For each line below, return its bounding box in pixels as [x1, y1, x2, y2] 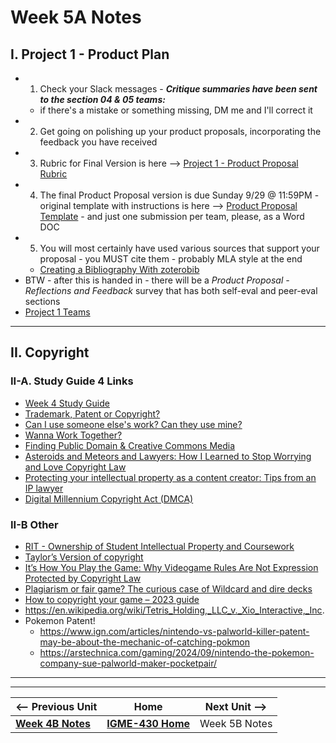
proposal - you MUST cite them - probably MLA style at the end [39, 253, 303, 265]
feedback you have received [39, 136, 158, 148]
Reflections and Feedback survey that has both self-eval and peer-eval [24, 285, 318, 296]
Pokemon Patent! [24, 614, 96, 626]
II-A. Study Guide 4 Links [10, 374, 134, 388]
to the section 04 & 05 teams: [39, 94, 166, 105]
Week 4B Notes [15, 716, 91, 730]
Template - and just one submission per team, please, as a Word [39, 211, 305, 222]
